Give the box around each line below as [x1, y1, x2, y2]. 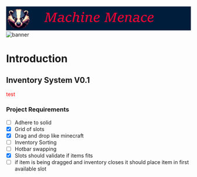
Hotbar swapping [14, 145, 57, 152]
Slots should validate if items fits [14, 152, 93, 159]
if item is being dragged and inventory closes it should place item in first [14, 159, 189, 166]
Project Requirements [6, 105, 69, 113]
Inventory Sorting [14, 139, 57, 146]
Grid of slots [14, 125, 45, 132]
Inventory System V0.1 [6, 75, 90, 85]
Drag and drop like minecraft [14, 132, 84, 139]
